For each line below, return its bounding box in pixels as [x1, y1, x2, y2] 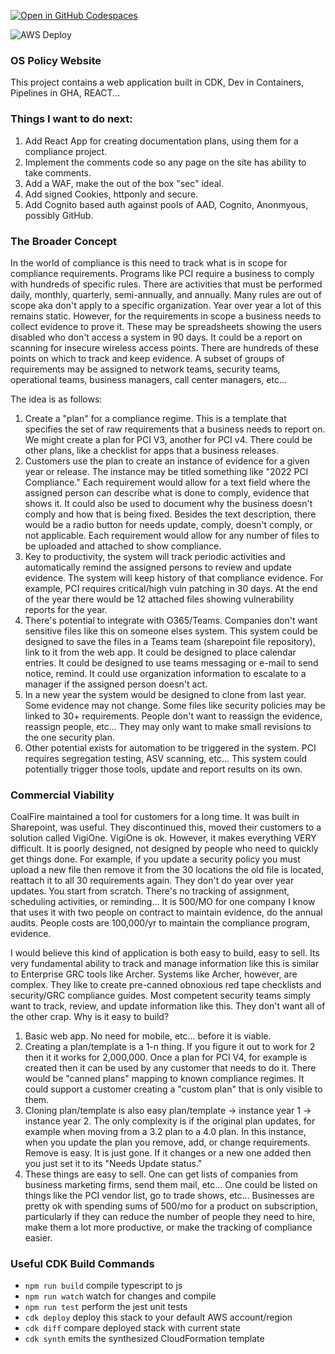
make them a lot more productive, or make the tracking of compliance [24, 1221, 313, 1234]
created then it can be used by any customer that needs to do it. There [24, 1062, 317, 1074]
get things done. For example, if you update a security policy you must [10, 853, 301, 865]
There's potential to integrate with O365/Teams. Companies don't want [24, 614, 318, 626]
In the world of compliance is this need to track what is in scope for [10, 256, 288, 269]
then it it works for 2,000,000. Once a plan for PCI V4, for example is [24, 1051, 308, 1064]
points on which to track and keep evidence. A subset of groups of [10, 352, 285, 364]
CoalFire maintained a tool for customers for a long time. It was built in [10, 811, 300, 823]
